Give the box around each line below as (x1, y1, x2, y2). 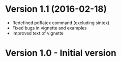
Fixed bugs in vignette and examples (12, 25, 87, 30)
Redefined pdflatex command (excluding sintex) (12, 20, 110, 26)
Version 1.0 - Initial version (5, 48, 117, 59)
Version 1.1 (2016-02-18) (5, 3, 107, 15)
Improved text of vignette (12, 30, 64, 36)
